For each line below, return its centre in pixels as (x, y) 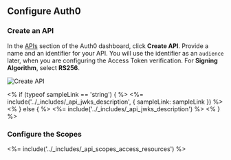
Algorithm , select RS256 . (44, 67)
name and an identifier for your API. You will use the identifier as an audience (115, 53)
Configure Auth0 (44, 11)
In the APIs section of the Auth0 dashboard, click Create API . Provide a (108, 46)
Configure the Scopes (45, 134)
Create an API (31, 31)
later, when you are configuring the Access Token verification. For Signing (112, 60)
